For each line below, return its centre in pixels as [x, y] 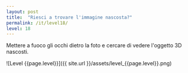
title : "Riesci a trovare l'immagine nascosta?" [69, 17]
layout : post [22, 12]
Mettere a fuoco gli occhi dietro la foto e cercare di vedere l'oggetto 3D [94, 45]
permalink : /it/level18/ [37, 23]
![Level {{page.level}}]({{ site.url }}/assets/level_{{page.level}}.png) [89, 63]
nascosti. [17, 52]
